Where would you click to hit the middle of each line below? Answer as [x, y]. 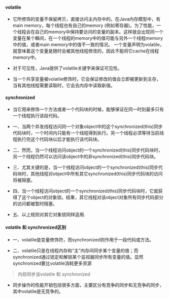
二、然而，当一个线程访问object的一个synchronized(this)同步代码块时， [88, 150]
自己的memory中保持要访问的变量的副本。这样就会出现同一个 [99, 32]
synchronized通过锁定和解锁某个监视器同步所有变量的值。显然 [78, 257]
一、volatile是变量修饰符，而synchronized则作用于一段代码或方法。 [83, 239]
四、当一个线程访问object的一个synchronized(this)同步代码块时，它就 [85, 191]
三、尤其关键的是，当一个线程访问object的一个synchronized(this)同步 [85, 167]
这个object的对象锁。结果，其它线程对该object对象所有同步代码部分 [92, 197]
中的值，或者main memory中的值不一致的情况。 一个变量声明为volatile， [88, 45]
